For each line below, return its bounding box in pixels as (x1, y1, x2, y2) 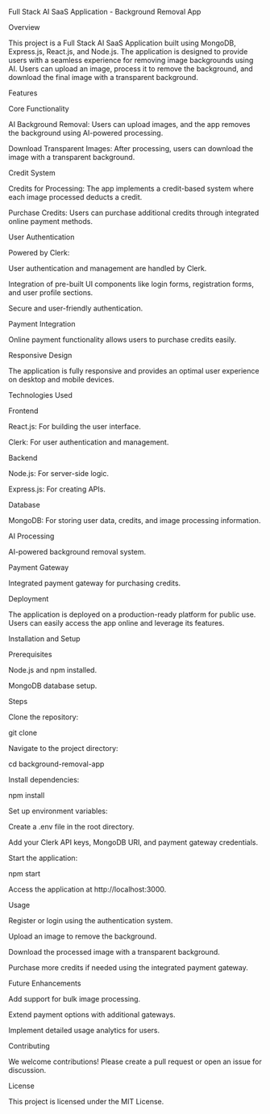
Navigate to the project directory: (8, 744, 118, 753)
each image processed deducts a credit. (8, 192, 143, 201)
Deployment (8, 594, 49, 603)
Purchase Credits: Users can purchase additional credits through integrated (8, 208, 260, 217)
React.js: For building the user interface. (8, 422, 141, 431)
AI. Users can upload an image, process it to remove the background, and (8, 64, 254, 74)
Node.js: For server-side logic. (8, 469, 109, 478)
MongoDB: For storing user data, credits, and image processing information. (8, 516, 261, 525)
